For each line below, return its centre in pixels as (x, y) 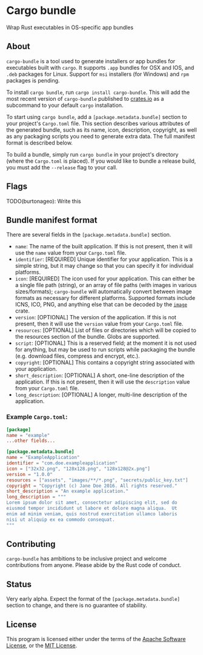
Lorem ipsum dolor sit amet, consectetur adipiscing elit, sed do (92, 503)
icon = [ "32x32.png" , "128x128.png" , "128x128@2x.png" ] (78, 469)
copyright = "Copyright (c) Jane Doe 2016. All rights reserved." (92, 486)
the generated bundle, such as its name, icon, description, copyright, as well (101, 130)
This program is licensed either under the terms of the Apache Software (96, 639)
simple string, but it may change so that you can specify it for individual (104, 266)
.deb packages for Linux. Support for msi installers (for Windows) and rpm (98, 74)
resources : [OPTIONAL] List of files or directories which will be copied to (106, 330)
